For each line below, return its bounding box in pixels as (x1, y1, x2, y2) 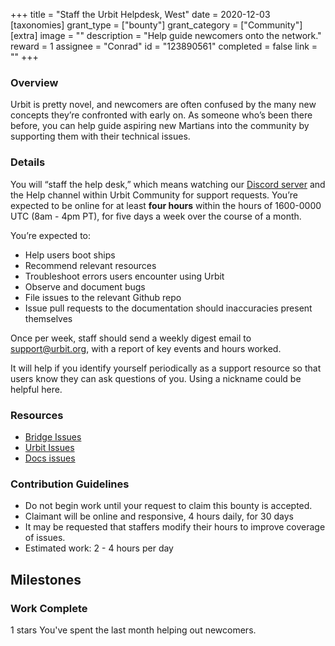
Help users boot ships (24, 249, 116, 261)
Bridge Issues (24, 430, 82, 443)
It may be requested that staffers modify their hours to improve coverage (24, 521, 326, 533)
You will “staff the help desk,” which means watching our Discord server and (10, 178, 326, 190)
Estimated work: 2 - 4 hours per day (24, 542, 174, 554)
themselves (24, 312, 73, 324)
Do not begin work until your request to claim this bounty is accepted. (24, 500, 313, 512)
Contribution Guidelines (10, 477, 130, 491)
